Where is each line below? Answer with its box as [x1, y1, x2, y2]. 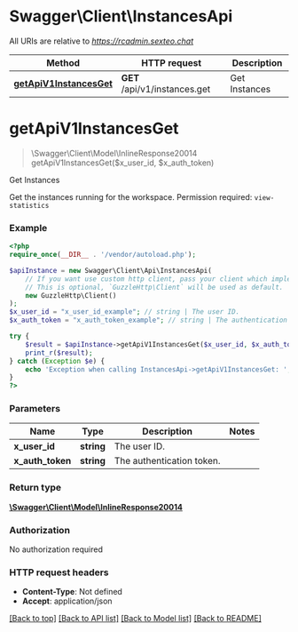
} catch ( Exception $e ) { [9, 356, 105, 365]
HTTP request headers [9, 566, 109, 579]
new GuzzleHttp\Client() [25, 291, 117, 300]
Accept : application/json [21, 596, 113, 606]
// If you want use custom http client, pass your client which [25, 274, 268, 284]
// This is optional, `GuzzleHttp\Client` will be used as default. [25, 283, 284, 292]
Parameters [9, 403, 60, 415]
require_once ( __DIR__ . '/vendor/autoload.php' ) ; [9, 251, 197, 260]
